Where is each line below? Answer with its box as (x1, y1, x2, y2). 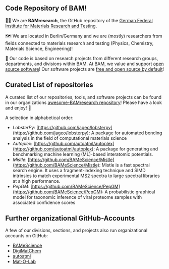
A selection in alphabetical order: (5, 115, 74, 121)
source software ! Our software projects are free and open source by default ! (5, 66, 164, 72)
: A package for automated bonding (88, 130, 162, 136)
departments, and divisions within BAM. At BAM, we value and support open (5, 61, 164, 67)
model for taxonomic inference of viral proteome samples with (12, 194, 142, 200)
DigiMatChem (12, 248, 41, 254)
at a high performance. (12, 178, 61, 184)
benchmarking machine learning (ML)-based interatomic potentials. (12, 151, 153, 157)
